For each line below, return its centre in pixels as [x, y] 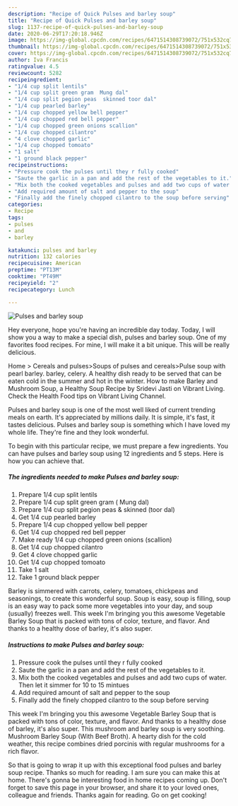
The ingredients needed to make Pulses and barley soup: [94, 477]
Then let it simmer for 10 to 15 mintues [74, 685]
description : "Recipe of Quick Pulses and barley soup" [92, 14]
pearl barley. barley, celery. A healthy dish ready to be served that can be [115, 373]
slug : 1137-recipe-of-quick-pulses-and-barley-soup [85, 27]
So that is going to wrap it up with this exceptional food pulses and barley [115, 765]
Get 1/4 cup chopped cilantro [60, 547]
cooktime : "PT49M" [35, 276]
